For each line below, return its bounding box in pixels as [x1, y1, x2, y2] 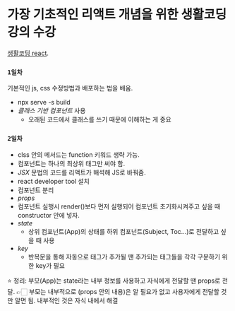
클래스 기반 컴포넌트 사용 [17, 107, 86, 115]
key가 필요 [35, 261, 66, 269]
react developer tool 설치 [17, 177, 90, 185]
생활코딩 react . [7, 49, 49, 57]
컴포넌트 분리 [17, 185, 54, 194]
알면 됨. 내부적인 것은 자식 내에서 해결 [14, 296, 119, 305]
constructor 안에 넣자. [17, 211, 80, 219]
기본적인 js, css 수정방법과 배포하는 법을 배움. [7, 84, 133, 93]
